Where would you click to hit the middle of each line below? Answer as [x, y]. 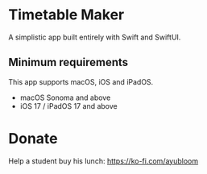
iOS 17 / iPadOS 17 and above [69, 106]
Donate [33, 138]
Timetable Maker [66, 15]
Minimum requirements [68, 62]
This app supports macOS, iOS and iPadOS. [81, 81]
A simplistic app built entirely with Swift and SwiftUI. [95, 37]
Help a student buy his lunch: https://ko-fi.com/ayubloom [103, 161]
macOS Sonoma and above [65, 97]
